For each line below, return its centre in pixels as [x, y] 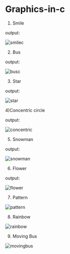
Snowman [23, 139]
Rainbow [21, 216]
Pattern [20, 197]
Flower [19, 168]
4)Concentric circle [25, 110]
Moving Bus [25, 236]
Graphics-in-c [35, 9]
